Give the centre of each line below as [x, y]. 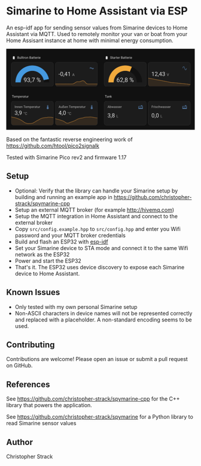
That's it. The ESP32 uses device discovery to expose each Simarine [100, 267]
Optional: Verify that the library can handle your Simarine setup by [96, 191]
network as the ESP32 [42, 254]
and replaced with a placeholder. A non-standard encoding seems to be [103, 320]
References [28, 384]
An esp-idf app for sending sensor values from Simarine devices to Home [97, 28]
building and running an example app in [63, 197]
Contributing [31, 345]
